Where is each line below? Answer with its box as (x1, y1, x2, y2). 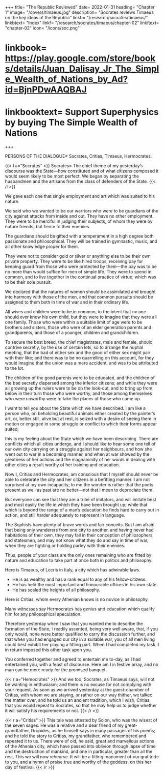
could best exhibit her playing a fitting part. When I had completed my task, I (5, 642, 159, 648)
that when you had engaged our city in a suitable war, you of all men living (5, 636, 155, 642)
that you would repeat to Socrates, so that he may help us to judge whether (5, 703, 157, 709)
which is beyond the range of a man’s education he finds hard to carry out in (5, 507, 159, 513)
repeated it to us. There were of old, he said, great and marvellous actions (5, 738, 154, 744)
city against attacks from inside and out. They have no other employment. (5, 213, 154, 219)
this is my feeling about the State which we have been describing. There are (5, 436, 159, 442)
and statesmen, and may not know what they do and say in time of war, (5, 537, 149, 543)
